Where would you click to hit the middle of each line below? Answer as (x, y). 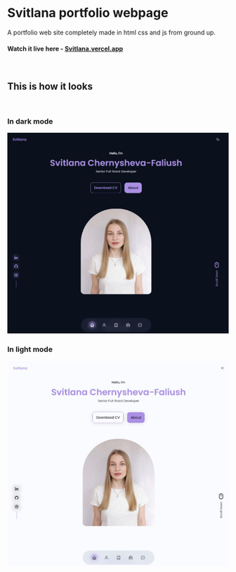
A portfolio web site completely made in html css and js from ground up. (112, 32)
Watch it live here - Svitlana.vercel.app (65, 48)
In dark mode (30, 121)
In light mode (30, 349)
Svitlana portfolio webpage (88, 13)
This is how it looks (50, 86)
